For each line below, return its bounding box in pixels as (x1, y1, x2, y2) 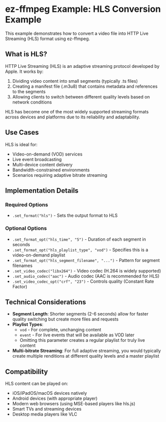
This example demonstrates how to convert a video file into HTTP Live (5, 30, 149, 36)
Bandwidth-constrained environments (12, 167, 90, 173)
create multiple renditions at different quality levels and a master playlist (12, 353, 160, 359)
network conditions (12, 99, 52, 105)
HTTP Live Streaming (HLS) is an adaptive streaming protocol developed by (5, 63, 160, 69)
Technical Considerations (5, 298, 86, 306)
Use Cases (5, 128, 39, 137)
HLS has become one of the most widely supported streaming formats (5, 108, 149, 114)
